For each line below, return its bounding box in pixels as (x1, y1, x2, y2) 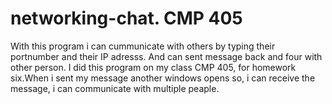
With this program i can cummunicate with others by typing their (10, 40, 276, 52)
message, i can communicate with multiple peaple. (10, 82, 220, 94)
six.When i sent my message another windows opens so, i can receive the (10, 72, 316, 84)
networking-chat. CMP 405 (10, 7, 243, 30)
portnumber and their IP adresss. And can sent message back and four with (10, 50, 323, 62)
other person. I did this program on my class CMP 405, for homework (10, 61, 297, 73)
